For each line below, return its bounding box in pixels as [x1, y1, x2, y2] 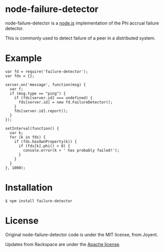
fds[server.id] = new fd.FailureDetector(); [18, 99, 113, 104]
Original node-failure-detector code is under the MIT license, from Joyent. [5, 231, 158, 237]
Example [5, 52, 42, 64]
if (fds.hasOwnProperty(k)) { [14, 139, 77, 144]
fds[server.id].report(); [14, 108, 68, 113]
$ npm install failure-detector [5, 198, 72, 203]
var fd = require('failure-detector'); [5, 69, 88, 74]
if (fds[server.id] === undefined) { [14, 95, 93, 100]
